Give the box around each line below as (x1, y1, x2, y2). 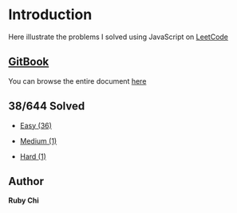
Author (8, 174, 44, 188)
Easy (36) (19, 120, 52, 130)
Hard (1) (19, 152, 46, 161)
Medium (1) (19, 136, 57, 145)
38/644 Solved (8, 100, 85, 113)
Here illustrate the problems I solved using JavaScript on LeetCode (8, 32, 229, 41)
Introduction (8, 6, 93, 24)
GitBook (8, 55, 49, 69)
